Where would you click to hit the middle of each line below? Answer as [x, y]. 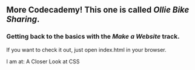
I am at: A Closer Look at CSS [43, 61]
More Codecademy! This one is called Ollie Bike [98, 10]
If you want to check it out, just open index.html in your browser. [86, 49]
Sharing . [23, 20]
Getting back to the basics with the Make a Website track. [93, 37]
